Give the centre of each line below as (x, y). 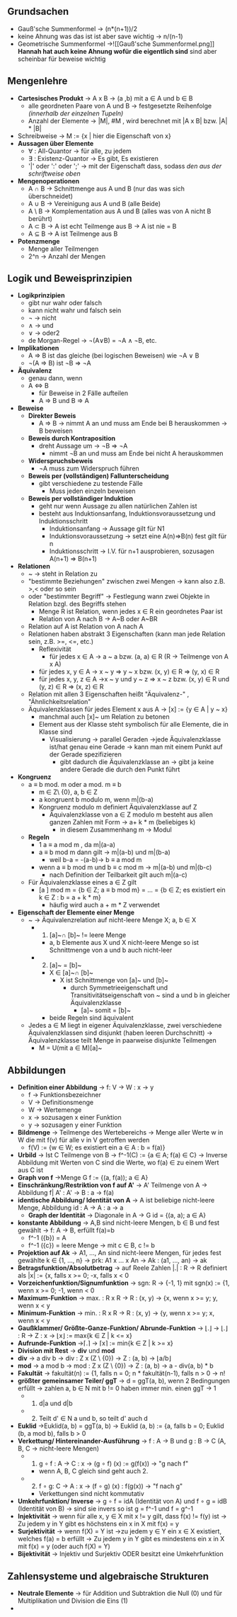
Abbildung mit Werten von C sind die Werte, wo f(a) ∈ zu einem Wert (118, 1163)
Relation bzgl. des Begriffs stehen (77, 604)
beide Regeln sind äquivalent (92, 1018)
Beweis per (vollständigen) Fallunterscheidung (98, 476)
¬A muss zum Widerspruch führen (89, 469)
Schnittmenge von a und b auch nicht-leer (111, 950)
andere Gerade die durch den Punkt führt (120, 770)
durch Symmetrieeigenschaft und (119, 988)
